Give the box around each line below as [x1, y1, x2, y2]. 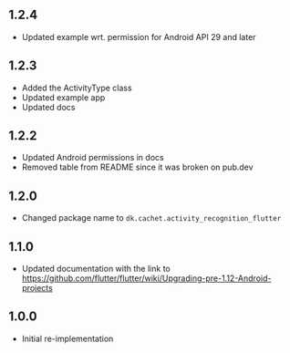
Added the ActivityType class [21, 82, 133, 93]
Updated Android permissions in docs [21, 152, 165, 163]
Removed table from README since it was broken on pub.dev [21, 161, 254, 172]
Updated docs [21, 101, 76, 112]
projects [21, 283, 54, 294]
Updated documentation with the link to [21, 264, 171, 275]
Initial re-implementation [21, 333, 114, 344]
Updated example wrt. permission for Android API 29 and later [21, 31, 256, 42]
